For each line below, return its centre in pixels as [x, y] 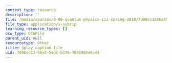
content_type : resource [31, 10]
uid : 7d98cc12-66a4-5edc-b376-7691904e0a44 [52, 52]
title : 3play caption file [34, 48]
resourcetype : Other [27, 43]
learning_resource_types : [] [36, 29]
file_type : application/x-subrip [41, 24]
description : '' [23, 15]
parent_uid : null [24, 39]
